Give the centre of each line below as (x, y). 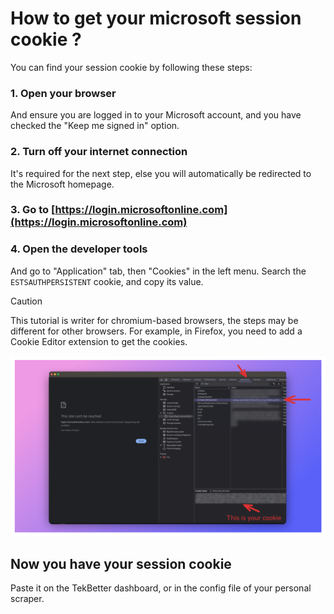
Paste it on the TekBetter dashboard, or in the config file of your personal (161, 588)
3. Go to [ (33, 210)
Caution (26, 301)
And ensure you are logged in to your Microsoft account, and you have (156, 115)
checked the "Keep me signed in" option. (95, 126)
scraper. (27, 599)
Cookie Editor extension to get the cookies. (99, 341)
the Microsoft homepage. (62, 184)
